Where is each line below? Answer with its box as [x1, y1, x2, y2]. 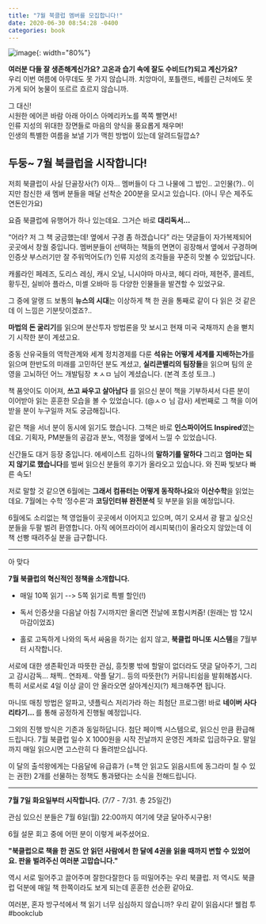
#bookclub [8, 909, 44, 918]
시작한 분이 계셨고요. [16, 332, 81, 342]
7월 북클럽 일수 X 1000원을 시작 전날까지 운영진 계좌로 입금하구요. [37, 734, 241, 744]
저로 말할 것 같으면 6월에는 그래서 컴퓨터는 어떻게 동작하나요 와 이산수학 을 [8, 486, 234, 496]
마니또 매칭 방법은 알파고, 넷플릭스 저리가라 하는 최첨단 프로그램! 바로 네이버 [8, 698, 243, 707]
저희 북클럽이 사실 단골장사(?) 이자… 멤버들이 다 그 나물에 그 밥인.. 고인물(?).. [8, 179, 246, 189]
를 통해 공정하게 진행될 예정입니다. [35, 707, 142, 718]
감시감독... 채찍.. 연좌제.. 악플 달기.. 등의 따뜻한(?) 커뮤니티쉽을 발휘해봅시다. [16, 671, 253, 681]
